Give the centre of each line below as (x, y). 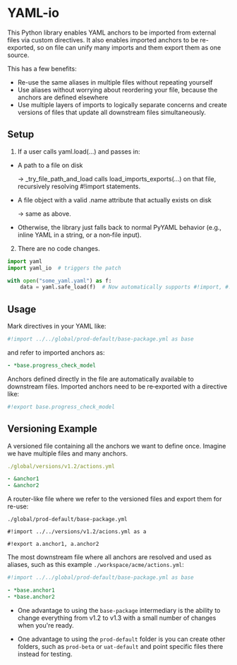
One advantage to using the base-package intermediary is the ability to (119, 610)
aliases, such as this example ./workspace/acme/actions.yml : (96, 565)
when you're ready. (45, 625)
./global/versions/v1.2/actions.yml (61, 466)
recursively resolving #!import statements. (79, 186)
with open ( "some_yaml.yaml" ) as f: (60, 281)
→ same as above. (44, 214)
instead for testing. (45, 654)
